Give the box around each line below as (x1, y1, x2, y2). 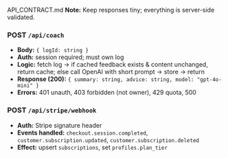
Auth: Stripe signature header (16, 121, 102, 129)
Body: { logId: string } (16, 46, 89, 54)
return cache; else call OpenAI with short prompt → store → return (16, 68, 205, 76)
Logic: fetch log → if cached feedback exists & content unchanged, (16, 60, 208, 69)
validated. (7, 13, 36, 21)
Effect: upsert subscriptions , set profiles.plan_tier (16, 143, 168, 151)
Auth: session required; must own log (16, 53, 124, 61)
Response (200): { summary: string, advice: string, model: (16, 75, 194, 83)
